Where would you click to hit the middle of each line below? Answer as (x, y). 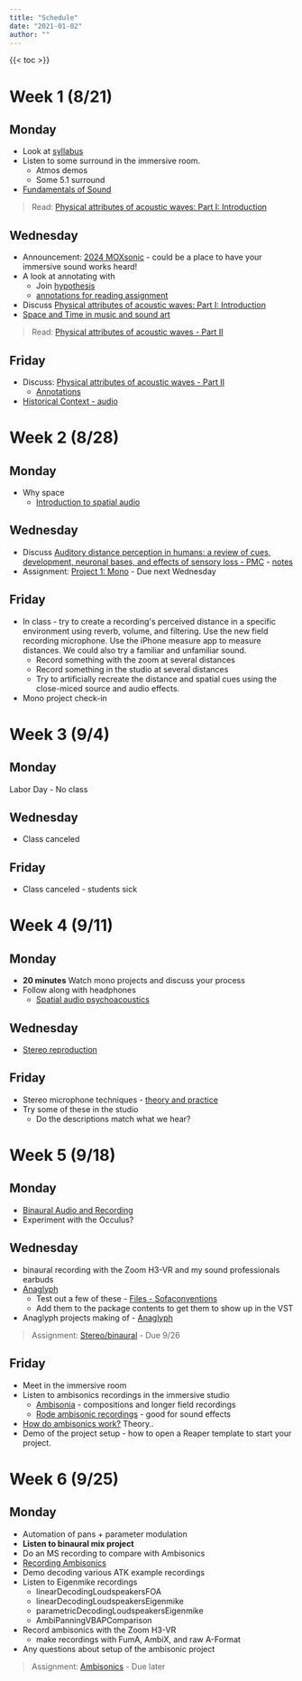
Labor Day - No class (49, 789)
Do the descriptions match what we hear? (113, 1119)
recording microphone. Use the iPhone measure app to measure (142, 640)
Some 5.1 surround (70, 180)
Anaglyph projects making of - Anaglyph (98, 1318)
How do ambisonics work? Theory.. (88, 1423)
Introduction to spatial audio (88, 502)
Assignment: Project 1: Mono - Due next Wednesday (119, 571)
